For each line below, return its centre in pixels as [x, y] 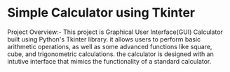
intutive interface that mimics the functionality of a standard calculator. [109, 61]
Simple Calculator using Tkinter [101, 13]
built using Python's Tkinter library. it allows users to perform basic [104, 39]
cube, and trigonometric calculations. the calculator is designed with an [110, 54]
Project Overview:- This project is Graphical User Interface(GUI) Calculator [115, 32]
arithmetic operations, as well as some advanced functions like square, [110, 46]
